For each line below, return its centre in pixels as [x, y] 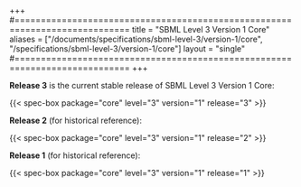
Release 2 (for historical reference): [76, 120]
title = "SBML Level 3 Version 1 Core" [201, 29]
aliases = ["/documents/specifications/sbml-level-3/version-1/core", [136, 39]
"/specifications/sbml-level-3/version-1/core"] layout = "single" [127, 49]
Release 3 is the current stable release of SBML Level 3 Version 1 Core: [142, 85]
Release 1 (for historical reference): [75, 155]
